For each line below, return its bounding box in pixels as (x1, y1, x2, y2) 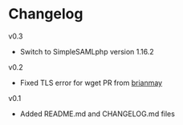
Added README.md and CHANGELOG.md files (19, 109, 175, 119)
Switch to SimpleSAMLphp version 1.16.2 (19, 46, 154, 56)
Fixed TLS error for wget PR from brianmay (19, 78, 163, 87)
